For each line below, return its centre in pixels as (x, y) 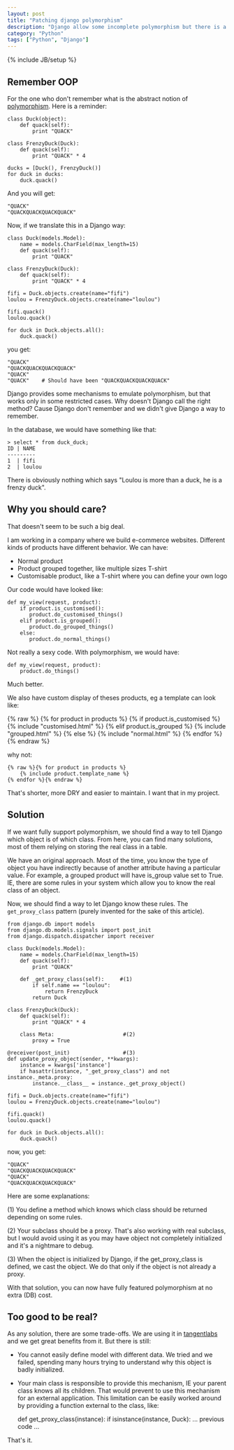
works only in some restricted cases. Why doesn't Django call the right (109, 401)
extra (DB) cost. (30, 1295)
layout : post (26, 14)
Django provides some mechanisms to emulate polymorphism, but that (109, 393)
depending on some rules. (45, 1217)
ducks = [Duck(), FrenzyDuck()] (54, 168)
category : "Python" (36, 33)
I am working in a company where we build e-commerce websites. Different (116, 540)
